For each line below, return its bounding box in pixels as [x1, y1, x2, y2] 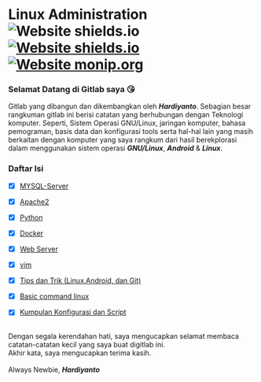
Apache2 [19, 197, 50, 206]
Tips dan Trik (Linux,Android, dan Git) [19, 276, 142, 285]
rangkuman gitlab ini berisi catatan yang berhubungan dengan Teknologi [8, 110, 244, 120]
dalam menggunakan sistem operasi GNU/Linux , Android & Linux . [8, 143, 223, 153]
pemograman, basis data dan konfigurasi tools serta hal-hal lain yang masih [8, 127, 254, 136]
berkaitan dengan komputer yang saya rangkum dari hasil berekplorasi [8, 135, 237, 145]
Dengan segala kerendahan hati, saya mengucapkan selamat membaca [8, 332, 240, 341]
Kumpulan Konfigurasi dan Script [19, 307, 127, 317]
